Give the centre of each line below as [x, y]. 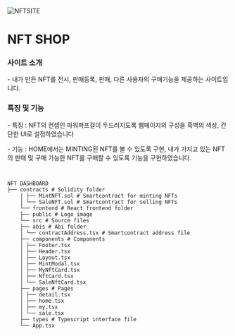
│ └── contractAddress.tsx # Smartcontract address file [105, 233]
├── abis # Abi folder [53, 227]
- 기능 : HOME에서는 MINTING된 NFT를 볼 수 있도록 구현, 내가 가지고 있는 [109, 149]
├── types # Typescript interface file [78, 319]
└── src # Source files [55, 220]
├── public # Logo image [56, 214]
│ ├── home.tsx [42, 301]
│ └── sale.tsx [42, 313]
